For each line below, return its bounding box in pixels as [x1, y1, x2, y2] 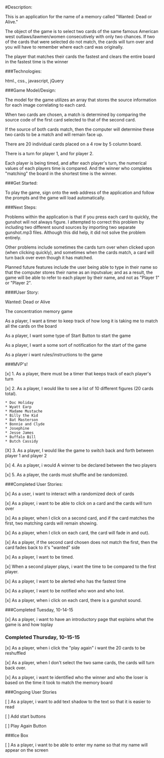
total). [5, 391, 17, 396]
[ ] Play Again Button [5, 723, 47, 729]
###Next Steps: [5, 204, 37, 210]
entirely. [5, 235, 22, 240]
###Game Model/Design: [5, 87, 56, 93]
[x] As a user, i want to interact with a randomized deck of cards [5, 491, 135, 497]
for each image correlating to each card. [5, 102, 87, 108]
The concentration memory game [5, 309, 73, 314]
